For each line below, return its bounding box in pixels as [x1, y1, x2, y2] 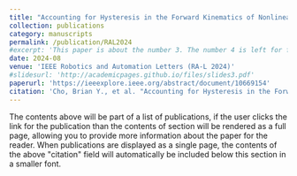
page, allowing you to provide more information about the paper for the [9, 130, 268, 141]
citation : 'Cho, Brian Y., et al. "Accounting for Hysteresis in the [9, 87, 271, 96]
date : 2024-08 [9, 54, 62, 63]
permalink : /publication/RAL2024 [9, 37, 133, 47]
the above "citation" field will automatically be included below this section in [9, 149, 286, 159]
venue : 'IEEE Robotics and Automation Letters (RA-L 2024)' [9, 63, 236, 72]
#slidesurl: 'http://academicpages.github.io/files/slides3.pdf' [9, 71, 255, 80]
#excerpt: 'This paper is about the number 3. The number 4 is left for [9, 46, 283, 55]
